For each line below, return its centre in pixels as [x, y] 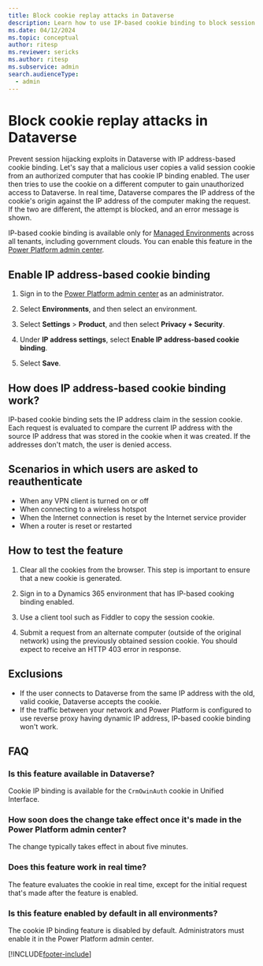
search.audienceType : [44, 74]
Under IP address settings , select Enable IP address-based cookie [130, 339]
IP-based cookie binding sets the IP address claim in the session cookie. [125, 420]
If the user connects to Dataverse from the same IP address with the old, [137, 693]
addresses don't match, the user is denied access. [90, 445]
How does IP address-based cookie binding [117, 388]
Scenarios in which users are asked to [103, 469]
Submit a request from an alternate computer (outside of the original [130, 632]
